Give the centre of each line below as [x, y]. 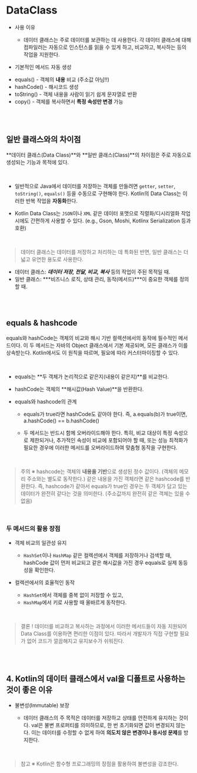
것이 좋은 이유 [29, 690]
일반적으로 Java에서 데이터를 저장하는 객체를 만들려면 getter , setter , [95, 186]
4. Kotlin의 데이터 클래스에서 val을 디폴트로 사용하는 [96, 679]
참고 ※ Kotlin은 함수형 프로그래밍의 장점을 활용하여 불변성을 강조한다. [99, 764]
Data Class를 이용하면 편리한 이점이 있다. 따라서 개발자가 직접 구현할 [99, 634]
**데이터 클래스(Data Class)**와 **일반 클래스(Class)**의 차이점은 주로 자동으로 [99, 155]
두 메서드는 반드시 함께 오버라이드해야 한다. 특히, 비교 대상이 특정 [98, 432]
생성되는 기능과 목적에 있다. [38, 162]
